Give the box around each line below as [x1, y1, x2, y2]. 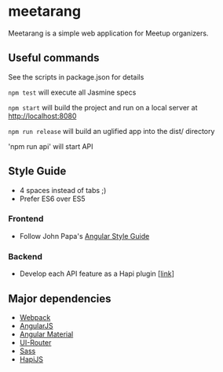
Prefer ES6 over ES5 [19, 194, 86, 203]
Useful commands [8, 51, 100, 65]
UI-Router [19, 337, 52, 347]
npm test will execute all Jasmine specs [8, 87, 137, 97]
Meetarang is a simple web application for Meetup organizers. [8, 28, 209, 38]
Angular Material [19, 329, 74, 339]
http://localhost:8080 [8, 111, 77, 121]
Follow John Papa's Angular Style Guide [19, 231, 150, 240]
